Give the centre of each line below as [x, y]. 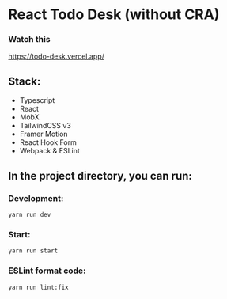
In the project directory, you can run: [100, 176]
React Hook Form [48, 142]
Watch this [29, 40]
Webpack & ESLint [50, 151]
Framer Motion [44, 134]
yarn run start [33, 251]
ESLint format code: [47, 271]
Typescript [37, 100]
